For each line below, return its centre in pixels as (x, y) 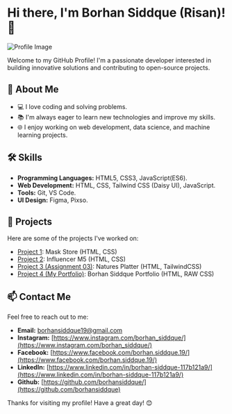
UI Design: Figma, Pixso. (52, 200)
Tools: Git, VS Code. (47, 192)
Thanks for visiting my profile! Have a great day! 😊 (80, 403)
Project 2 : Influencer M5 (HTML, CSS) (72, 259)
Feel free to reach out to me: (48, 317)
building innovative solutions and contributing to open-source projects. (109, 67)
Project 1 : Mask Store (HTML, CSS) (67, 252)
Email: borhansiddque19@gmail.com (70, 331)
